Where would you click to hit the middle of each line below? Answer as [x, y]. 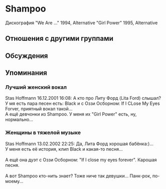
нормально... [19, 119]
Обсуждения [27, 56]
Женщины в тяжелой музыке [43, 133]
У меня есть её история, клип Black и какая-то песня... [64, 149]
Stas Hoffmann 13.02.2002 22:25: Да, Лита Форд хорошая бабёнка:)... [79, 144]
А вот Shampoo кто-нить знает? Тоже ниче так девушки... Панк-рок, [78, 176]
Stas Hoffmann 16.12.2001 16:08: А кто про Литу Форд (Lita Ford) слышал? [83, 98]
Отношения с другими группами [59, 39]
